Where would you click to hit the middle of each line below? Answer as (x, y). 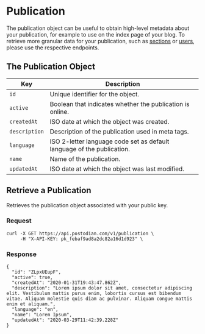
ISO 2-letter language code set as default (110, 141)
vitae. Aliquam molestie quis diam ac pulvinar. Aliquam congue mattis (99, 299)
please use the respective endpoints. (53, 48)
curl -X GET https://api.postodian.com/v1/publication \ (80, 233)
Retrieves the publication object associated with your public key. (87, 205)
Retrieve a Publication (49, 190)
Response (21, 254)
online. (59, 112)
